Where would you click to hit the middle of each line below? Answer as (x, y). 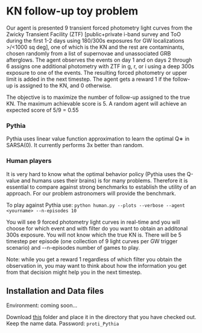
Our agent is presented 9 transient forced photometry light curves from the (99, 28)
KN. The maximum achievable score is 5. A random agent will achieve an (96, 103)
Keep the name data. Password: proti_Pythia (63, 323)
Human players (29, 161)
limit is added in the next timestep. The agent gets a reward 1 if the (89, 79)
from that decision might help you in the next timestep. (74, 272)
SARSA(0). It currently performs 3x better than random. (75, 145)
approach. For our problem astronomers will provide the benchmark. (91, 193)
